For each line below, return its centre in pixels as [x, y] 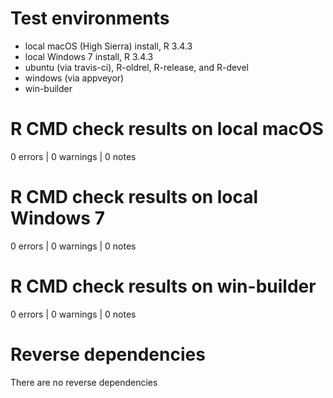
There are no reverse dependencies [84, 382]
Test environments [90, 18]
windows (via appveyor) [74, 78]
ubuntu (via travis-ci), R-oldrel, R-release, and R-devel [137, 67]
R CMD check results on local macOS [167, 129]
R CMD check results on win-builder [163, 286]
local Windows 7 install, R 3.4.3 [89, 56]
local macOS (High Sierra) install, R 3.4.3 [108, 46]
